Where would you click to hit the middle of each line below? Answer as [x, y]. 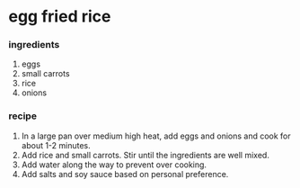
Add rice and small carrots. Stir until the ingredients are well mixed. [146, 155]
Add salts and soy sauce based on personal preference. [125, 174]
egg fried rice [60, 17]
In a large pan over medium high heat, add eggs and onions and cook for [156, 136]
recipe [23, 116]
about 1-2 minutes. [56, 145]
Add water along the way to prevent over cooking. [114, 165]
